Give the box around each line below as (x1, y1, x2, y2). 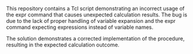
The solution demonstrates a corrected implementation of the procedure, (6, 35, 185, 42)
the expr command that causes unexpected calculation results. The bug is (6, 11, 188, 18)
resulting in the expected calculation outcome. (6, 41, 120, 48)
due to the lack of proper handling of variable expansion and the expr (6, 18, 176, 24)
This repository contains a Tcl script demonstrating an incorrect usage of (6, 5, 185, 12)
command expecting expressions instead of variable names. (6, 23, 154, 31)
